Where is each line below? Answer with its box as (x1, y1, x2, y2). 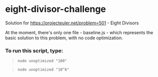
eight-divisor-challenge (5, 3, 106, 15)
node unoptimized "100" (17, 59, 67, 64)
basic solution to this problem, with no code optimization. (5, 35, 123, 41)
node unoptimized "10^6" (17, 67, 69, 73)
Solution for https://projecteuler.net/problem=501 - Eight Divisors (5, 20, 139, 26)
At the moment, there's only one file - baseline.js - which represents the (5, 29, 153, 35)
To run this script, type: (5, 47, 63, 54)
